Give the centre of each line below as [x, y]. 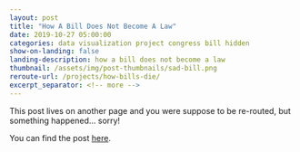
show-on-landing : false [55, 52]
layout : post [34, 18]
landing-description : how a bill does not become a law [117, 60]
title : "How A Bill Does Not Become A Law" [93, 26]
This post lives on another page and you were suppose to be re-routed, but [150, 110]
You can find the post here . [60, 138]
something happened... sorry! [65, 120]
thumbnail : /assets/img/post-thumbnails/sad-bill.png [114, 69]
